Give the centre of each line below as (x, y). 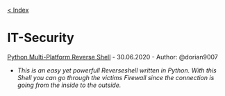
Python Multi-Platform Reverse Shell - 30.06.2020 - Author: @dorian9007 (113, 57)
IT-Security (41, 38)
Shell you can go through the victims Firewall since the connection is (116, 77)
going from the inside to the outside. (69, 85)
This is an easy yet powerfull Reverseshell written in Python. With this (117, 70)
